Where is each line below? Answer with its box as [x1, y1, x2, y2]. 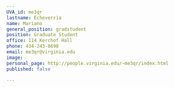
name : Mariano [6, 20, 43, 26]
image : [6, 55, 23, 61]
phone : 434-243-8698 [6, 43, 60, 50]
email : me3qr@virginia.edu [6, 49, 76, 55]
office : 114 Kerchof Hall [6, 37, 72, 43]
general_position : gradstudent [6, 26, 87, 32]
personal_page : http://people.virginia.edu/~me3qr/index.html [6, 60, 169, 66]
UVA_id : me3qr [6, 9, 43, 15]
